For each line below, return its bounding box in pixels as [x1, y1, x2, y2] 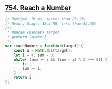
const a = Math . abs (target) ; [14, 48, 73, 53]
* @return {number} [7, 35, 47, 40]
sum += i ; [22, 66, 42, 71]
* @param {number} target [7, 30, 60, 35]
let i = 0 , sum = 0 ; [14, 53, 55, 58]
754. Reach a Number [5, 4, 72, 12]
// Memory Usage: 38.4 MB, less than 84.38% [5, 21, 96, 26]
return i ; [14, 75, 34, 80]
